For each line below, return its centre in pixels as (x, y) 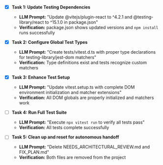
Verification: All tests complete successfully (64, 128)
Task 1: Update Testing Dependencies (51, 7)
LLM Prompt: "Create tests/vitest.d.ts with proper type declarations (87, 52)
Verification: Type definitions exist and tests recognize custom (83, 63)
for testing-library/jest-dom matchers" (58, 57)
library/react (31, 22)
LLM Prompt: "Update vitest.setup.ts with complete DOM (77, 87)
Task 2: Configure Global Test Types (50, 42)
